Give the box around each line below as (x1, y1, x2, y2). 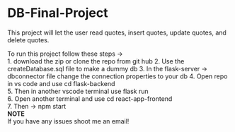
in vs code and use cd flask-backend (7, 79, 115, 88)
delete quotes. (7, 35, 50, 44)
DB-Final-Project (7, 5, 108, 21)
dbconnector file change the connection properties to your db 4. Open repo (7, 72, 228, 80)
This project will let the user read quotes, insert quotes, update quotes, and (7, 28, 227, 37)
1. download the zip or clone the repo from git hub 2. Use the (7, 56, 185, 65)
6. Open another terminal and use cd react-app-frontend (7, 94, 173, 103)
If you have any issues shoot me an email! (7, 116, 130, 125)
